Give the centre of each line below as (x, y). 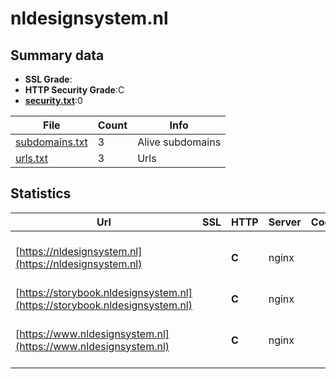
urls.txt (31, 158)
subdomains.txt (51, 142)
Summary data (57, 55)
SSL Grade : (48, 79)
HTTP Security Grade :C (74, 90)
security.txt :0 (53, 100)
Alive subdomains (179, 142)
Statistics (41, 193)
